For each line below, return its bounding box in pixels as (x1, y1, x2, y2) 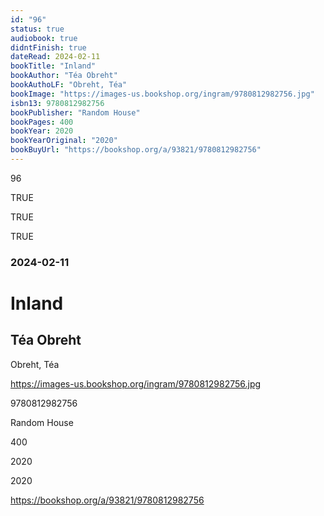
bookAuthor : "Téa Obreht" (10, 71, 118, 81)
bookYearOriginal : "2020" (10, 136, 118, 146)
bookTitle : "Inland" (10, 61, 97, 71)
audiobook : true (10, 33, 78, 43)
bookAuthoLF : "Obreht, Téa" (10, 80, 128, 90)
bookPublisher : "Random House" (10, 107, 141, 118)
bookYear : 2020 (10, 126, 74, 136)
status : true (10, 24, 65, 34)
